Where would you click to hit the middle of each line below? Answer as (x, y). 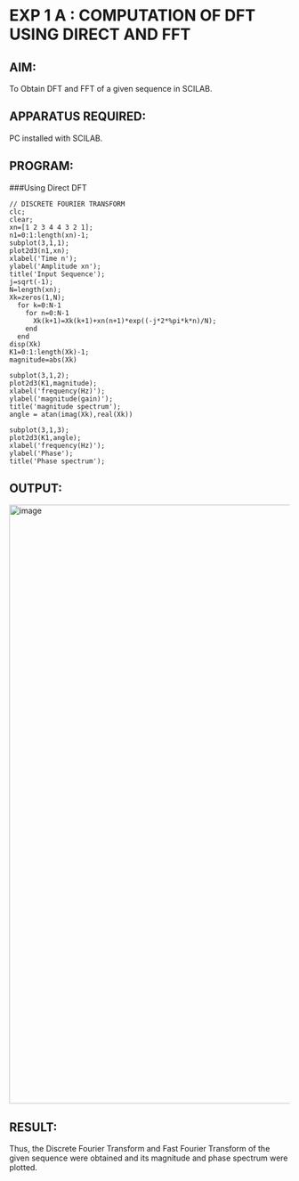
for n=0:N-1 (47, 313)
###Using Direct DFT (48, 187)
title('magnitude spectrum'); (65, 406)
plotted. (24, 1168)
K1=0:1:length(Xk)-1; (49, 352)
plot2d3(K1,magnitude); (53, 383)
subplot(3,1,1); (39, 243)
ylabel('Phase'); (41, 453)
